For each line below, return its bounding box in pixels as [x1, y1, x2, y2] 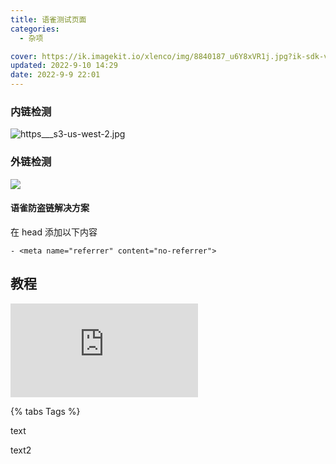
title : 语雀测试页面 [10, 14, 87, 25]
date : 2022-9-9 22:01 [10, 70, 101, 80]
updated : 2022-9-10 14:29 [10, 61, 118, 71]
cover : [10, 51, 38, 61]
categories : [10, 24, 60, 34]
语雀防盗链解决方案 [10, 202, 90, 214]
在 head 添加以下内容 [10, 226, 98, 238]
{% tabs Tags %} [10, 405, 81, 417]
